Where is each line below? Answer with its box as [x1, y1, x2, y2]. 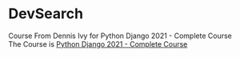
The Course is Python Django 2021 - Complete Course [8, 39, 188, 48]
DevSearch [8, 5, 84, 23]
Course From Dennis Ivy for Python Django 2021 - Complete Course [8, 31, 232, 40]
